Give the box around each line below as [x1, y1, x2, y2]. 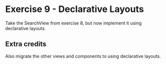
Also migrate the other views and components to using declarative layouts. [5, 53, 161, 59]
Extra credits [5, 40, 47, 48]
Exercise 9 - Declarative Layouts [5, 3, 144, 15]
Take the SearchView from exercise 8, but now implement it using [5, 20, 142, 26]
